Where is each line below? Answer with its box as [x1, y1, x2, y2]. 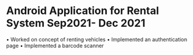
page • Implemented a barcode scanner [6, 42, 104, 49]
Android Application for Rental [6, 4, 159, 18]
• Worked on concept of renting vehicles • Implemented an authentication [6, 36, 188, 43]
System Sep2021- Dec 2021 [6, 16, 145, 30]
